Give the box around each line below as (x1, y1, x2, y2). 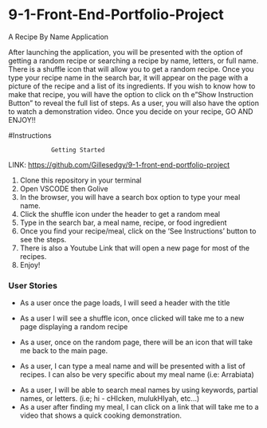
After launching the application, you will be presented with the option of (8, 47, 243, 57)
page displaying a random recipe (19, 322, 128, 332)
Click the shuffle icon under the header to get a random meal (19, 209, 221, 218)
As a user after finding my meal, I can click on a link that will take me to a (19, 402, 259, 412)
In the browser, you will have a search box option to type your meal (19, 192, 241, 202)
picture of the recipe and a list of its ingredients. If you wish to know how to (8, 81, 256, 91)
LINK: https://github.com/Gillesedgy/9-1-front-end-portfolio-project (8, 159, 230, 169)
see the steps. (19, 234, 67, 244)
